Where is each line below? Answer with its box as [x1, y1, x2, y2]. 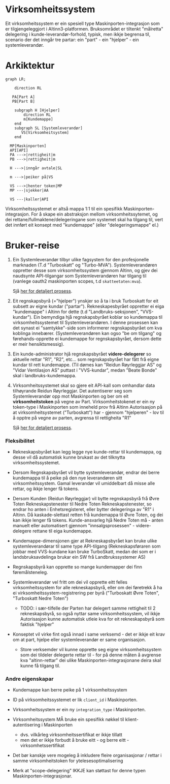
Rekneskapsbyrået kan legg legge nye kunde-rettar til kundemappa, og [12, 449, 162, 455]
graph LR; [5, 76, 26, 82]
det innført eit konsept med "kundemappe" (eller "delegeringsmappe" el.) [5, 222, 159, 228]
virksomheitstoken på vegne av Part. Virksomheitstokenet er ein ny [12, 398, 155, 405]
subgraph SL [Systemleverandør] [14, 126, 83, 131]
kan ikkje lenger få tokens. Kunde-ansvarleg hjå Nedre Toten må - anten [12, 517, 164, 523]
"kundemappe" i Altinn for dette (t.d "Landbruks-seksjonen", [12, 309, 140, 315]
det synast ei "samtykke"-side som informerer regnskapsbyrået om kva [12, 324, 162, 331]
